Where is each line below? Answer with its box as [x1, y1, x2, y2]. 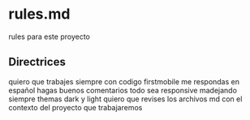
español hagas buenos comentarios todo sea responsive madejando [8, 85, 238, 95]
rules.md [8, 5, 71, 24]
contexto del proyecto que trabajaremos [8, 102, 143, 112]
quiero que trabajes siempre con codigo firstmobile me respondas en [8, 76, 239, 86]
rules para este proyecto [8, 32, 91, 41]
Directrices [8, 55, 67, 69]
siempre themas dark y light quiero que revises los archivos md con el [8, 94, 243, 104]
